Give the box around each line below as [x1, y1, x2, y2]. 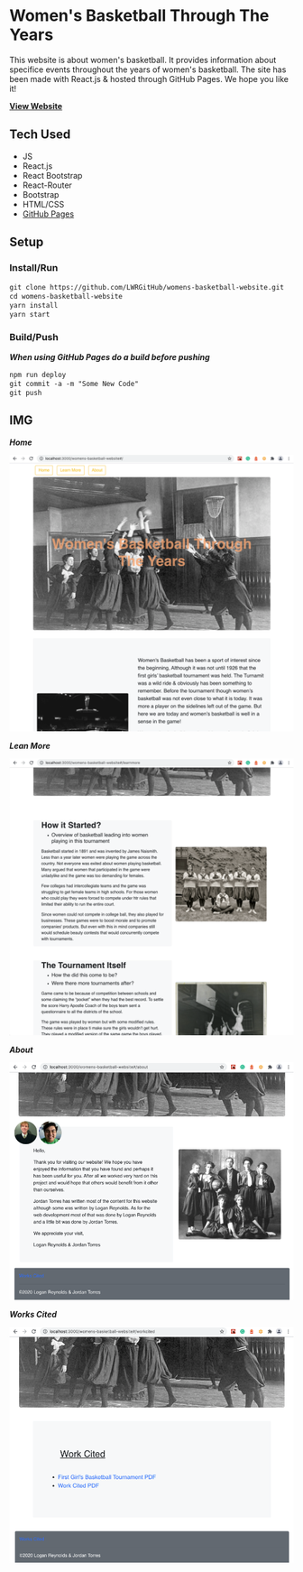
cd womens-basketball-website [9, 292, 124, 301]
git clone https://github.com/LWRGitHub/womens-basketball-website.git [9, 283, 284, 292]
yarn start [9, 310, 50, 319]
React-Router [22, 180, 72, 190]
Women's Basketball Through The [9, 5, 270, 26]
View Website [9, 100, 63, 111]
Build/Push [9, 331, 59, 344]
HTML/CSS [22, 199, 65, 209]
